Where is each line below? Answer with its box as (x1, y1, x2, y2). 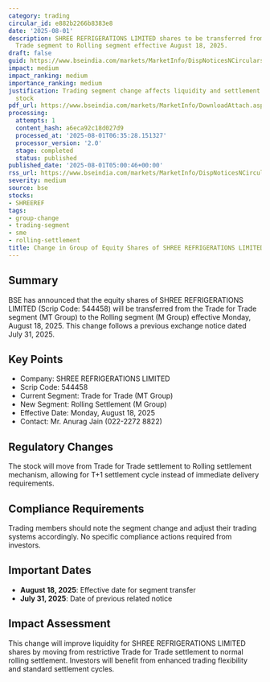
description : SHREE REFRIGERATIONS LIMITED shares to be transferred (8, 34, 247, 43)
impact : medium (8, 64, 59, 72)
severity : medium (8, 176, 67, 185)
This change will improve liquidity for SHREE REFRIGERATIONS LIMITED (8, 638, 247, 648)
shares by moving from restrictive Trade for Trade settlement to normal (8, 647, 243, 656)
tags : (8, 206, 27, 214)
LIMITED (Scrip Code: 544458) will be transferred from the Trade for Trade (8, 304, 257, 313)
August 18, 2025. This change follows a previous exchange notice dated (8, 320, 247, 330)
